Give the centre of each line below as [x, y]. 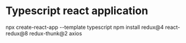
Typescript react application [77, 11]
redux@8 [17, 33]
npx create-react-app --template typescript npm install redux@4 [85, 27]
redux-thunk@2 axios [56, 33]
